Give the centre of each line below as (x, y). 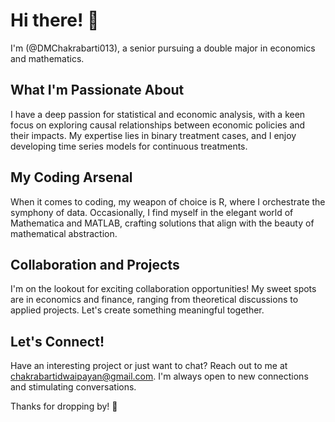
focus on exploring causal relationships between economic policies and (158, 125)
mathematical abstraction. (64, 233)
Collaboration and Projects (95, 264)
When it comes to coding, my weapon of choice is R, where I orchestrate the (168, 201)
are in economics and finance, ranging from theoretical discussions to (154, 300)
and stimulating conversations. (73, 387)
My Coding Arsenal (71, 177)
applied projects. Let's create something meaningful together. (137, 310)
